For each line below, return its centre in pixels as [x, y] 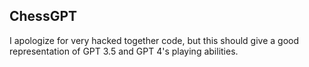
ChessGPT [43, 16]
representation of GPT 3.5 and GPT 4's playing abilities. [124, 51]
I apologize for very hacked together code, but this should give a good [154, 40]
